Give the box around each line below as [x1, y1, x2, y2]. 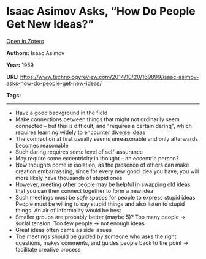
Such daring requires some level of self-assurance [15, 148, 143, 156]
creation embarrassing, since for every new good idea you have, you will [15, 167, 199, 175]
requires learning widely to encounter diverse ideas [15, 129, 146, 136]
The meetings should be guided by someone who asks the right [15, 233, 177, 240]
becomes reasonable [15, 141, 69, 149]
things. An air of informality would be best [15, 206, 121, 214]
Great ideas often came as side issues [15, 226, 112, 233]
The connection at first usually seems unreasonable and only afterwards [15, 135, 198, 142]
